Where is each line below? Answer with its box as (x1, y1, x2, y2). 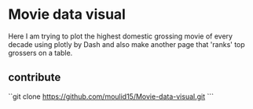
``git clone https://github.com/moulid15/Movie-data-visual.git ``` (8, 92, 214, 101)
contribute (8, 71, 61, 84)
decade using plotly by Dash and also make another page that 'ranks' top (8, 39, 245, 49)
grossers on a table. (8, 48, 73, 57)
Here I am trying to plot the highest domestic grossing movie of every (8, 31, 233, 41)
